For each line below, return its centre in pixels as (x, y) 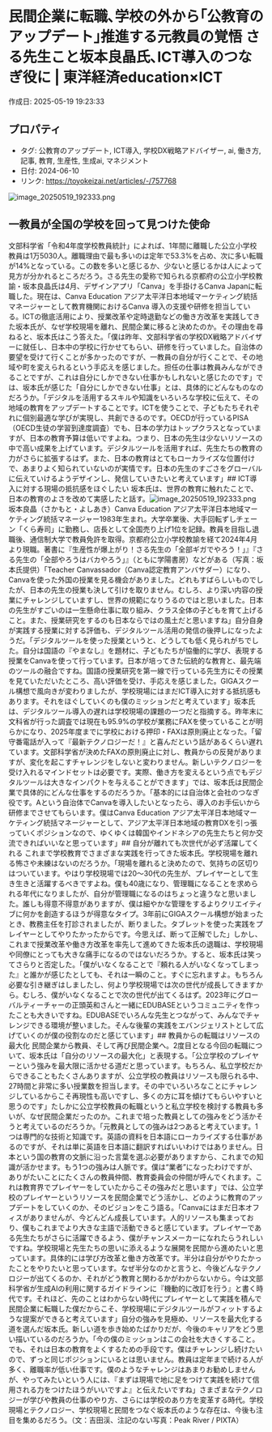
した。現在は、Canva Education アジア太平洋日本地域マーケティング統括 (136, 296)
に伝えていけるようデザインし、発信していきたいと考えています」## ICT (129, 478)
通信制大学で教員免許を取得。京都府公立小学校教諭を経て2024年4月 (143, 539)
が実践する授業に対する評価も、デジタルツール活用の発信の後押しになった (132, 630)
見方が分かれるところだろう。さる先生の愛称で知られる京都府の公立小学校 (132, 275)
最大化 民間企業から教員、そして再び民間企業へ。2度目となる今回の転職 (128, 1045)
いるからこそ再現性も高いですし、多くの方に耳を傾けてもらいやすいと (146, 1096)
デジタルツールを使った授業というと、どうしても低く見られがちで (142, 640)
